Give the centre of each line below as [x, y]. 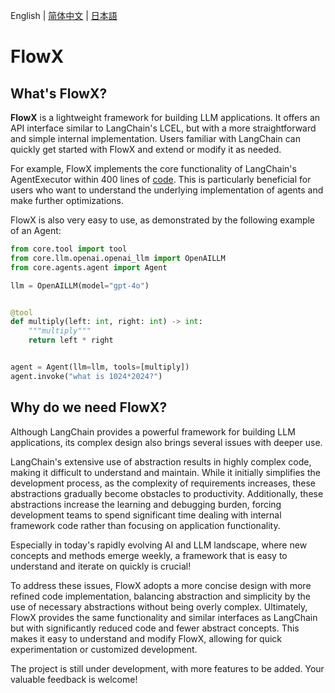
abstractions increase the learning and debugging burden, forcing [146, 504]
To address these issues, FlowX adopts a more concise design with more [161, 585]
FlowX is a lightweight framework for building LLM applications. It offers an [165, 117]
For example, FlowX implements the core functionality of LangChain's [153, 168]
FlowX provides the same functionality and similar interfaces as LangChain [164, 617]
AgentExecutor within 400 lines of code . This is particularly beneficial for [161, 179]
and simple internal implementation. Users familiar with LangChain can [155, 138]
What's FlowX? [59, 93]
